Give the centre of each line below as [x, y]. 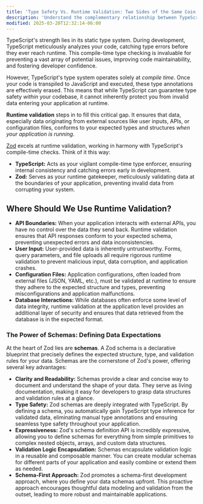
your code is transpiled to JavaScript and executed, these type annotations [100, 84]
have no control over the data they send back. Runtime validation [96, 229]
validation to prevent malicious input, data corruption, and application [101, 262]
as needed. [29, 469]
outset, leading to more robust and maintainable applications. [91, 494]
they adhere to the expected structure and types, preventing [90, 287]
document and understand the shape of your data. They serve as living [103, 385]
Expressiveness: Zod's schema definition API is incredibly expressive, [103, 430]
